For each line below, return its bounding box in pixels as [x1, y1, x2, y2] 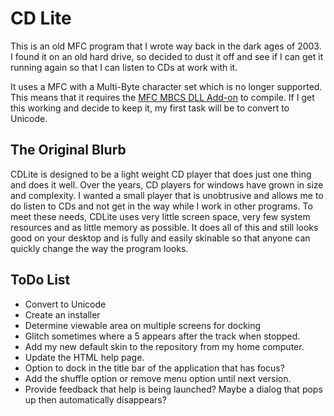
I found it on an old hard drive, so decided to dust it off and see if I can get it [10, 50, 324, 62]
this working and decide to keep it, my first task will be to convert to [10, 102, 290, 114]
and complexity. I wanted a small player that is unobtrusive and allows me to [10, 189, 324, 201]
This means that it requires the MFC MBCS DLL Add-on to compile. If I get [10, 91, 315, 103]
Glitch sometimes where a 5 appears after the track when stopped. [24, 330, 301, 342]
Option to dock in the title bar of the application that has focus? [24, 362, 285, 374]
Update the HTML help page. [24, 351, 145, 363]
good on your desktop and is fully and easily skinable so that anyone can [10, 232, 311, 244]
